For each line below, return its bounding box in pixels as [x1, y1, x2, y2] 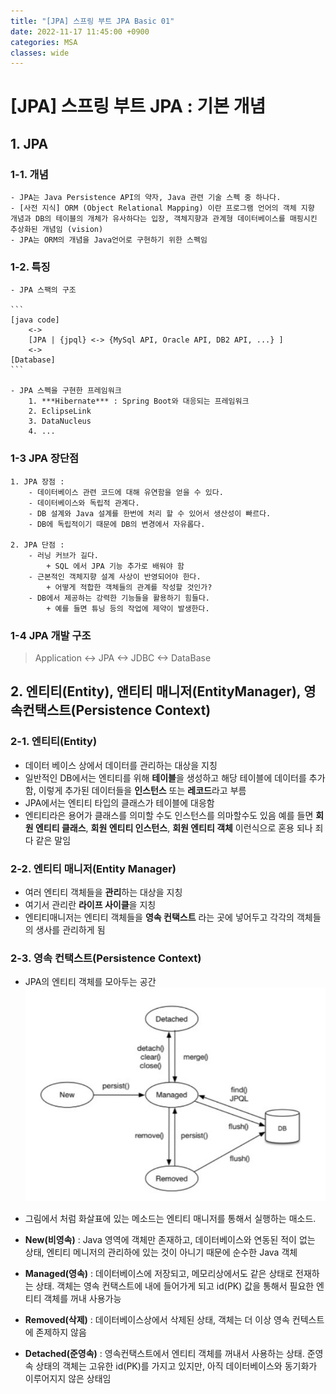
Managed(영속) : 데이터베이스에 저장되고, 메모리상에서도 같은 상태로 [24, 1267, 294, 1279]
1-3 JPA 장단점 [10, 451, 80, 465]
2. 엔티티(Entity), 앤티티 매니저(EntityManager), [10, 683, 302, 700]
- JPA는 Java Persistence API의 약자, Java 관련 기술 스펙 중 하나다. [10, 193, 282, 203]
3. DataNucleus [28, 416, 92, 427]
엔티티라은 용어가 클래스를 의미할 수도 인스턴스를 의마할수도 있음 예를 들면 [24, 809, 314, 821]
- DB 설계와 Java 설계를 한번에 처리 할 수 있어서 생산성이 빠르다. [28, 508, 272, 519]
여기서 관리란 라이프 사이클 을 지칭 [24, 899, 157, 910]
